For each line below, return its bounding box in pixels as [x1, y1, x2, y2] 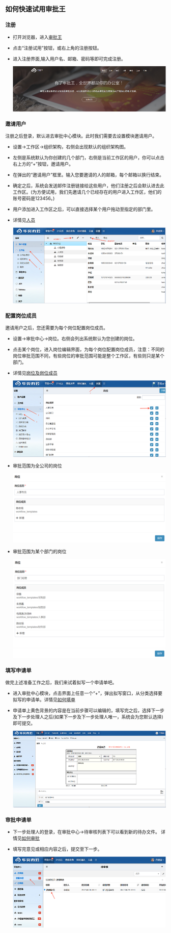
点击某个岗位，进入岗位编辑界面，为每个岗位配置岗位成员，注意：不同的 [12, 346, 164, 353]
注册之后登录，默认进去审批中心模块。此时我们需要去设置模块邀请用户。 [5, 133, 157, 139]
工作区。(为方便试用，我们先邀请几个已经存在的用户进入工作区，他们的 [12, 189, 162, 195]
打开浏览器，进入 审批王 [12, 34, 62, 40]
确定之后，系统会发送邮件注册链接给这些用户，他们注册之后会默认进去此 [12, 183, 164, 189]
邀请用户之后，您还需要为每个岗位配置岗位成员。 [5, 325, 108, 331]
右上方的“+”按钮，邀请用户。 [12, 161, 74, 167]
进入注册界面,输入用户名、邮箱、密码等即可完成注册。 [12, 56, 126, 62]
